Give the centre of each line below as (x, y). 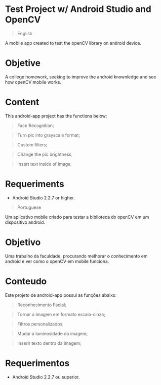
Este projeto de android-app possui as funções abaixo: (61, 295)
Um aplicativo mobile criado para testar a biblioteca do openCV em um (77, 217)
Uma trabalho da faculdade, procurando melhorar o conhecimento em (76, 256)
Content (22, 102)
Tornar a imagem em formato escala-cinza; (61, 314)
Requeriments (35, 184)
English (25, 33)
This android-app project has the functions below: (56, 116)
